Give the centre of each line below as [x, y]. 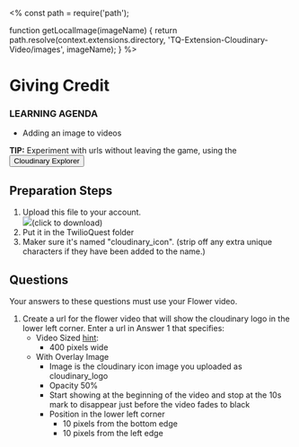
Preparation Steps [61, 191]
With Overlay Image [72, 357]
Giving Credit [60, 86]
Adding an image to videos [72, 133]
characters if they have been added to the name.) [114, 251]
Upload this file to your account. [82, 212]
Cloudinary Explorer [47, 161]
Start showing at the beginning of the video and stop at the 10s [165, 395]
